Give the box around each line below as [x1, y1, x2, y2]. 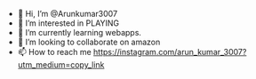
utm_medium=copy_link [17, 59, 105, 70]
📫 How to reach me [17, 47, 92, 57]
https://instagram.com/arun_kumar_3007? [92, 47, 247, 57]
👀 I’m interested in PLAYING [17, 18, 120, 28]
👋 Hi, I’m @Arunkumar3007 [17, 9, 118, 19]
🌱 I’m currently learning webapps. [17, 28, 142, 37]
